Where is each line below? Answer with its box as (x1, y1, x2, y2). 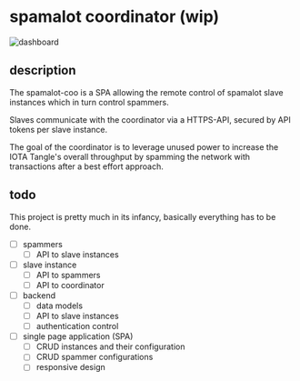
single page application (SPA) (22, 331, 134, 342)
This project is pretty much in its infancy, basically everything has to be (9, 211, 276, 222)
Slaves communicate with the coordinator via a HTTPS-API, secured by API (9, 114, 291, 125)
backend (22, 289, 56, 301)
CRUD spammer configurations (35, 352, 154, 363)
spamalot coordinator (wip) (9, 6, 220, 27)
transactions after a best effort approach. (9, 161, 164, 172)
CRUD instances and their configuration (35, 341, 185, 352)
